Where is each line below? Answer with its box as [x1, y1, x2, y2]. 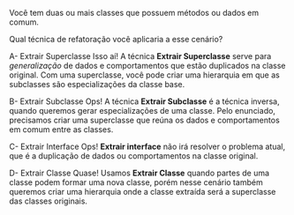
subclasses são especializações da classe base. [9, 79, 185, 89]
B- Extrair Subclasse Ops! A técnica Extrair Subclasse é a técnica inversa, [9, 96, 280, 107]
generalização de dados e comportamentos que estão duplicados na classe [9, 61, 286, 70]
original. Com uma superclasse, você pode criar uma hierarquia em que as [9, 70, 280, 80]
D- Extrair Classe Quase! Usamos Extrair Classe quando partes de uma [9, 167, 270, 178]
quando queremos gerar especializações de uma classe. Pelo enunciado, [9, 106, 276, 115]
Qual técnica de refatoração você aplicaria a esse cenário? [9, 34, 223, 44]
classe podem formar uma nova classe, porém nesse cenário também [9, 177, 263, 188]
